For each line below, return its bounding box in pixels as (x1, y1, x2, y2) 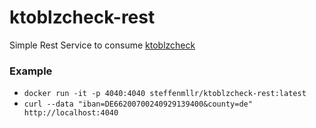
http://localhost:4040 (23, 108, 119, 118)
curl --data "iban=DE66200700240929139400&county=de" (23, 99, 253, 110)
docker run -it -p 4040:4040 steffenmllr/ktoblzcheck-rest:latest (23, 89, 307, 99)
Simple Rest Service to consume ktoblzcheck (9, 39, 196, 51)
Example (9, 64, 53, 78)
